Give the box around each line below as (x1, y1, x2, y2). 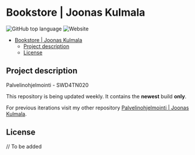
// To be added (6, 143, 42, 150)
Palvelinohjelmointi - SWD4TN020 (6, 81, 89, 88)
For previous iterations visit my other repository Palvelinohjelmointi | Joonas (6, 104, 189, 111)
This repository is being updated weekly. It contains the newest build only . (6, 92, 187, 99)
